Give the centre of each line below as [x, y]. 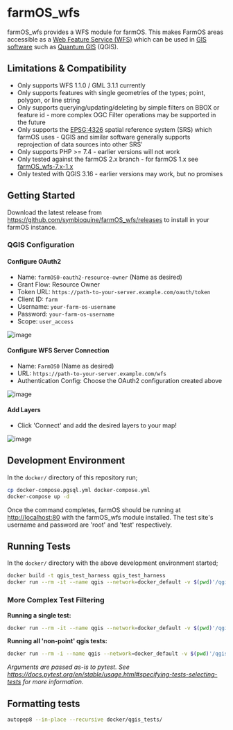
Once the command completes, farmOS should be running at [94, 510]
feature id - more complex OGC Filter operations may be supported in [116, 114]
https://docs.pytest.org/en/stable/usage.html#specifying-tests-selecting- [112, 674]
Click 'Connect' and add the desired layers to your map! [97, 425]
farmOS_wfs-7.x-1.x [45, 166]
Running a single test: [39, 615]
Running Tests [39, 546]
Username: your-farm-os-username [67, 306]
